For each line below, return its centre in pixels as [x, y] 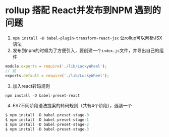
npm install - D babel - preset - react [43, 95]
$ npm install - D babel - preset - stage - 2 [47, 125]
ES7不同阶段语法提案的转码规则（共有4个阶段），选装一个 [72, 106]
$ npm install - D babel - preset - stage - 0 [47, 115]
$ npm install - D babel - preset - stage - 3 [47, 129]
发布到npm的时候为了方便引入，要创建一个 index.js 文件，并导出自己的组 [88, 50]
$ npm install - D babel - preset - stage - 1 [47, 120]
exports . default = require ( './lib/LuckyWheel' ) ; [57, 76]
